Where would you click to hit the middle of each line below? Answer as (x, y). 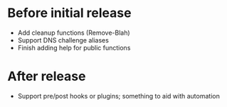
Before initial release (69, 13)
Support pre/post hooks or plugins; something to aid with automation (119, 96)
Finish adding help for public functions (74, 47)
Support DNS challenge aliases (63, 40)
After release (47, 77)
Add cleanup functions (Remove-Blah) (74, 33)
